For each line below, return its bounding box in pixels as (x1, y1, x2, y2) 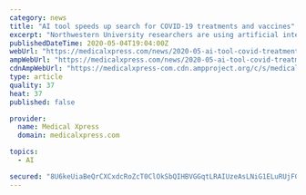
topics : (9, 147, 39, 157)
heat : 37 (9, 89, 43, 98)
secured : (9, 171, 43, 181)
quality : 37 (9, 81, 55, 90)
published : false (9, 97, 76, 107)
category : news (9, 13, 67, 23)
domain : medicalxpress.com (17, 131, 120, 141)
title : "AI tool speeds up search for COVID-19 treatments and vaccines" (9, 22, 296, 31)
